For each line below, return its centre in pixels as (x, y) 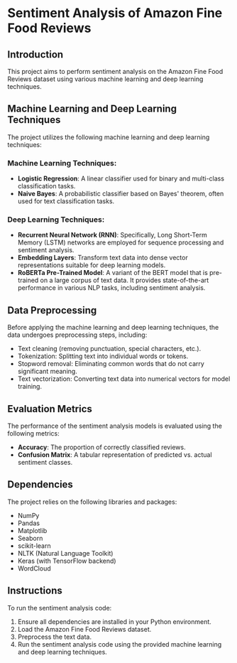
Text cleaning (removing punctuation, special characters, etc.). (109, 349)
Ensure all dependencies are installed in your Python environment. (114, 621)
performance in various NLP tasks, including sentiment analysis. (111, 288)
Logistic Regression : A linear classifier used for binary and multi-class (121, 178)
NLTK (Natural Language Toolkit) (65, 553)
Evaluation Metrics (50, 409)
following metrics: (33, 433)
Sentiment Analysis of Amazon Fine (115, 13)
